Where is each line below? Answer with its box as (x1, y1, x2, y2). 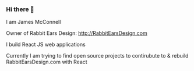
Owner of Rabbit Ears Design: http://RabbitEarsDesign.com (6, 30, 147, 37)
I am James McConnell (6, 19, 61, 26)
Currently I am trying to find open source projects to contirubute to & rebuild (6, 52, 189, 59)
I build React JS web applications (6, 41, 86, 48)
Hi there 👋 (6, 5, 35, 13)
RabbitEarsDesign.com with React (6, 58, 87, 66)
